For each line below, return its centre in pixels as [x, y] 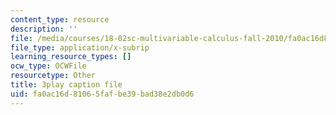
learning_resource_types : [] [71, 57]
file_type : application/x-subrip [80, 47]
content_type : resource [60, 19]
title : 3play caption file [66, 85]
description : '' [44, 29]
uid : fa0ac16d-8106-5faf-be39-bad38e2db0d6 [102, 94]
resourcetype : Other [53, 76]
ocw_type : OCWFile [48, 66]
